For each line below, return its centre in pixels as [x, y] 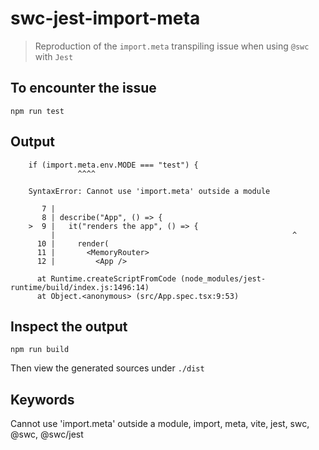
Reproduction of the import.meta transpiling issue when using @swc [172, 46]
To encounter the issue [83, 88]
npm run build [40, 350]
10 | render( [73, 243]
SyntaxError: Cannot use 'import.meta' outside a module [149, 191]
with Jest [54, 56]
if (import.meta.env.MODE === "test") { [113, 165]
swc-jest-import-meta [105, 18]
